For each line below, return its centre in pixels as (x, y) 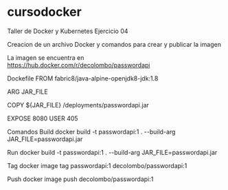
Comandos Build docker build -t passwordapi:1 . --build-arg (91, 131)
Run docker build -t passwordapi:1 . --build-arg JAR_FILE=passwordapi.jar (112, 152)
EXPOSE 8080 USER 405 (43, 118)
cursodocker (45, 12)
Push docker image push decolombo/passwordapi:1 (80, 179)
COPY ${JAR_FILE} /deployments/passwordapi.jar (78, 105)
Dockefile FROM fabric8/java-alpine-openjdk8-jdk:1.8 (83, 78)
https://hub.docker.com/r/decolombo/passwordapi (79, 65)
